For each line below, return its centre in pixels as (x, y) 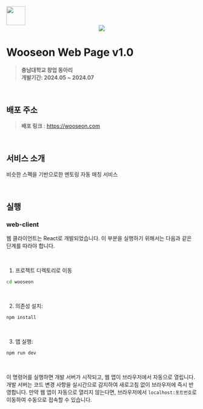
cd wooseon (20, 282)
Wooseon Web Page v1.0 (70, 52)
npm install (21, 318)
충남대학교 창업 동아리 (47, 70)
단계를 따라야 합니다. (31, 246)
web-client (23, 224)
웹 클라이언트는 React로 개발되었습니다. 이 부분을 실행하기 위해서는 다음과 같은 (99, 238)
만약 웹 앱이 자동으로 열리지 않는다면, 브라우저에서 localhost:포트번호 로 (113, 392)
